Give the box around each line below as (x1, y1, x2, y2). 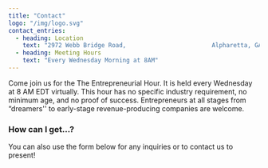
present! (8, 150, 36, 160)
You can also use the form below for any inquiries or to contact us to (8, 142, 234, 152)
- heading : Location (15, 34, 84, 42)
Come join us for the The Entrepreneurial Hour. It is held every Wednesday (8, 78, 253, 88)
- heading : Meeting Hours (15, 49, 102, 57)
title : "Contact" (8, 11, 66, 20)
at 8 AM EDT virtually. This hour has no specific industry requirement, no (8, 86, 247, 96)
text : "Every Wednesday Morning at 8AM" (22, 57, 159, 65)
